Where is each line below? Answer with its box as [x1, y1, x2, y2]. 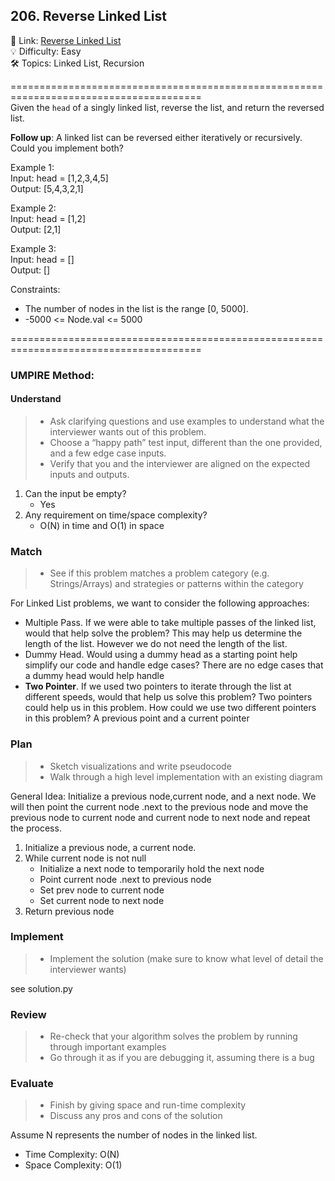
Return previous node [24, 905, 115, 917]
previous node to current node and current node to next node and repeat [10, 811, 311, 823]
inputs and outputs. [49, 468, 130, 480]
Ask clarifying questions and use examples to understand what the [49, 415, 325, 427]
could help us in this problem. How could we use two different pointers [24, 702, 317, 714]
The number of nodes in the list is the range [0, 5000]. [24, 302, 249, 314]
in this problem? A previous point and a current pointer [24, 712, 250, 724]
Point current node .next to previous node [39, 873, 212, 885]
